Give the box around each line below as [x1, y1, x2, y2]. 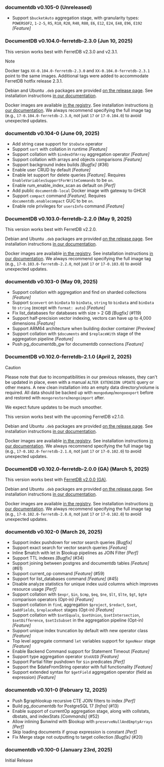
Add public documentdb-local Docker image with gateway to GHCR [12, 187, 146, 193]
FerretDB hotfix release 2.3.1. [5, 78, 63, 84]
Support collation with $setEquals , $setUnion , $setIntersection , [12, 612, 141, 618]
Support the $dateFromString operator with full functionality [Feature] [12, 664, 153, 670]
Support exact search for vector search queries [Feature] [12, 545, 127, 551]
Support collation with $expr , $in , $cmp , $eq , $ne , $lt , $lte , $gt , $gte [12, 591, 147, 597]
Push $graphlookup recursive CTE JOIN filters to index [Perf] [12, 698, 136, 704]
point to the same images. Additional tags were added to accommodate [5, 73, 149, 79]
